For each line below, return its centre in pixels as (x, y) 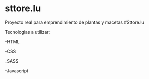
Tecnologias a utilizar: (28, 32)
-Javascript (17, 71)
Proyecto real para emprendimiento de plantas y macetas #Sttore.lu (75, 22)
